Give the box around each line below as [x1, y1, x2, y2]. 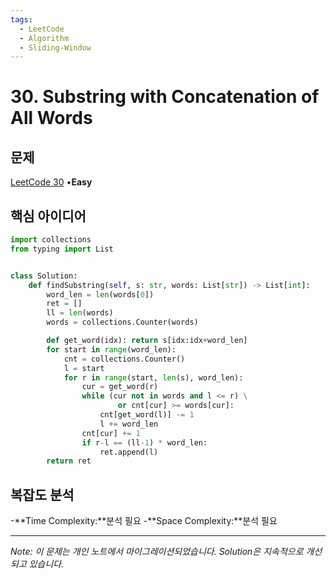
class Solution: [10, 271, 78, 281]
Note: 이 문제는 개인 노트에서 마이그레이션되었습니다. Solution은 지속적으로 [10, 546, 304, 558]
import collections [10, 235, 92, 245]
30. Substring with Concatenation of [10, 86, 320, 108]
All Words [10, 107, 93, 130]
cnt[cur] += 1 [81, 428, 141, 438]
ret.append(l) [99, 447, 159, 457]
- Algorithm [19, 33, 70, 43]
